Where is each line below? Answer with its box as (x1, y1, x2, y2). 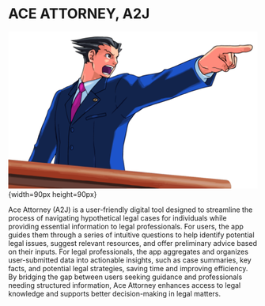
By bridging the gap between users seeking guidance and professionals (8, 272, 243, 281)
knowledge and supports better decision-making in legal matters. (8, 289, 221, 298)
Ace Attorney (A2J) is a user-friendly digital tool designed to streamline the (8, 205, 253, 214)
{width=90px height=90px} (8, 189, 97, 198)
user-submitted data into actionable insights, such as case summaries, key (8, 255, 252, 265)
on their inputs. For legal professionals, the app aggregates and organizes (8, 247, 249, 256)
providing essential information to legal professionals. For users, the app (8, 221, 244, 231)
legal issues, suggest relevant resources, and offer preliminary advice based (8, 238, 257, 247)
